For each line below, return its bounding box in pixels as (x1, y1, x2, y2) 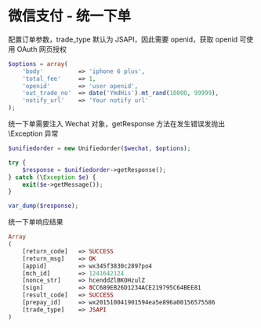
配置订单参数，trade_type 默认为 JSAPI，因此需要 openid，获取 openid (8, 35, 238, 44)
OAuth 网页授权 (16, 44, 67, 53)
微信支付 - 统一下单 (8, 7, 132, 25)
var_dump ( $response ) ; (8, 202, 79, 210)
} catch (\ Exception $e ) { (8, 173, 96, 181)
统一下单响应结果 (8, 217, 63, 227)
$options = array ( (8, 60, 68, 67)
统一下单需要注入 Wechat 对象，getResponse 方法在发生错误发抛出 (8, 119, 226, 129)
